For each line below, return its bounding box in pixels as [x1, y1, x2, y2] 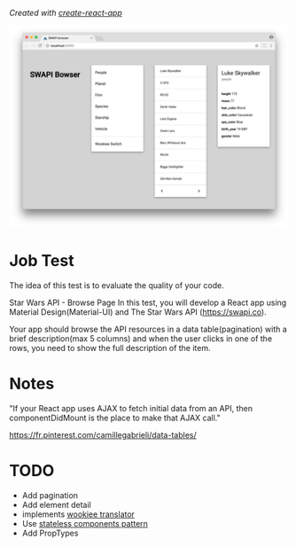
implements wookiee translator [21, 509, 136, 520]
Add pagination [21, 490, 78, 500]
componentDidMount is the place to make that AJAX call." [9, 412, 221, 424]
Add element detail [21, 500, 91, 510]
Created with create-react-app [9, 8, 122, 18]
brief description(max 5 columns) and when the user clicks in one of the [9, 333, 273, 344]
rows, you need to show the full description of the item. [9, 343, 211, 354]
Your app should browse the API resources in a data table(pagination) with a [9, 324, 288, 335]
